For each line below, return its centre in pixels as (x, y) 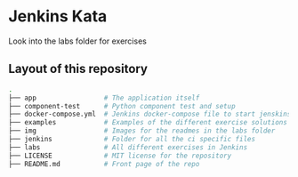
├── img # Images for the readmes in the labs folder (142, 131)
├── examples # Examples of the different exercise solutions (148, 123)
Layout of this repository (78, 69)
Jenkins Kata (58, 16)
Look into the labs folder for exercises (78, 41)
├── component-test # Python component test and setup (122, 106)
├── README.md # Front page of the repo (104, 164)
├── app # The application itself (104, 98)
